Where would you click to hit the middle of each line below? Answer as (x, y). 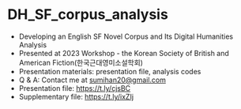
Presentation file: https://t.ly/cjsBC (75, 88)
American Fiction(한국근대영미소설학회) (81, 62)
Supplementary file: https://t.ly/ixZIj (76, 96)
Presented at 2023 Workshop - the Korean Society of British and (124, 53)
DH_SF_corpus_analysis (88, 15)
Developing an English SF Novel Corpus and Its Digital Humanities (126, 36)
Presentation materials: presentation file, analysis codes (110, 71)
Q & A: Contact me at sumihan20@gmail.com (92, 80)
